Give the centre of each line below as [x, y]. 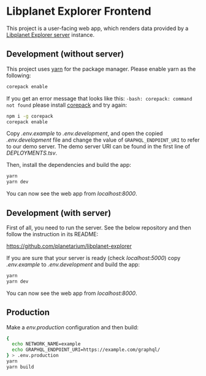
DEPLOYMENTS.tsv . [32, 153]
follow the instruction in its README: [52, 234]
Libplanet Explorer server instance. [51, 34]
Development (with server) [59, 213]
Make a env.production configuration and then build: [73, 327]
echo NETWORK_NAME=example [46, 344]
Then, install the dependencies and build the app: [69, 165]
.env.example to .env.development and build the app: [73, 264]
